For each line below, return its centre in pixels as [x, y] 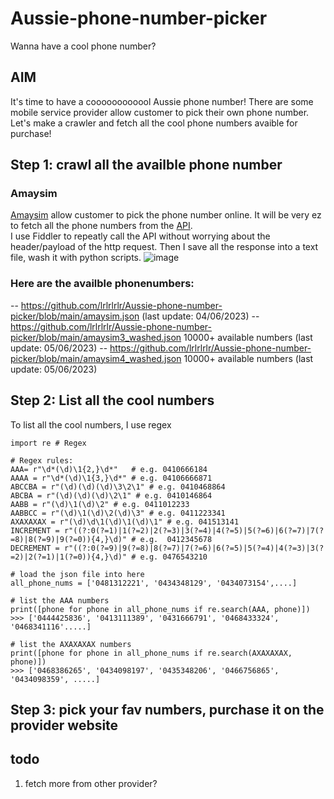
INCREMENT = [35, 530]
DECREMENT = [35, 548]
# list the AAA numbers [60, 600]
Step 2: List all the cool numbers [112, 400]
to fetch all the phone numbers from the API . [101, 226]
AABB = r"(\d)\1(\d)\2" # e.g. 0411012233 [100, 504]
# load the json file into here [77, 574]
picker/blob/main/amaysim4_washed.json [96, 358]
